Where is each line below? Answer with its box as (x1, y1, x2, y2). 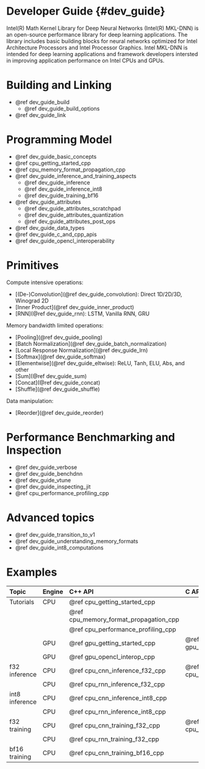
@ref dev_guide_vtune (15, 476, 71, 484)
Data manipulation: (6, 397, 54, 404)
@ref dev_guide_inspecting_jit (15, 483, 91, 490)
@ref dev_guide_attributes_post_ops (24, 218, 116, 225)
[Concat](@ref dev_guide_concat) (15, 379, 101, 386)
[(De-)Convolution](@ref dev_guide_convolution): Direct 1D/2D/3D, (15, 290, 182, 298)
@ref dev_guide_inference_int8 (24, 185, 103, 193)
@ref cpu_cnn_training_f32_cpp (69, 721, 160, 729)
